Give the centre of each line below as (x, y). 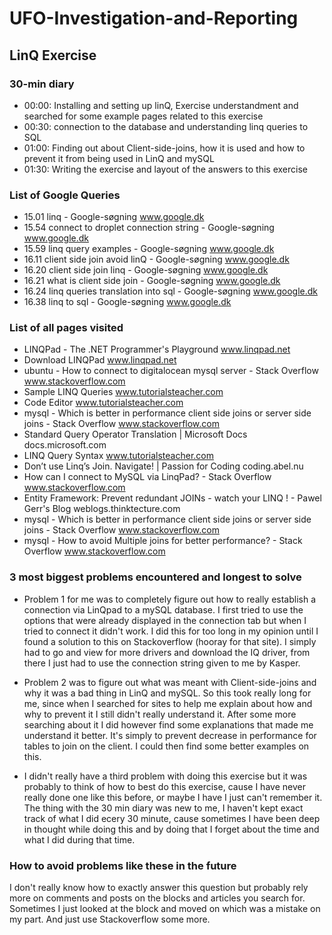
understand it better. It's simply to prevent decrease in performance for (170, 735)
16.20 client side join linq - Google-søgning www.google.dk (146, 270)
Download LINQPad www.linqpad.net (100, 360)
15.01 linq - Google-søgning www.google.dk (114, 217)
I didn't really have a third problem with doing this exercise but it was (165, 776)
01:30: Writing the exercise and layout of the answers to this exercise (165, 169)
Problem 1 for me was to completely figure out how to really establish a (170, 599)
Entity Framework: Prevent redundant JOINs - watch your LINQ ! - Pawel (172, 498)
